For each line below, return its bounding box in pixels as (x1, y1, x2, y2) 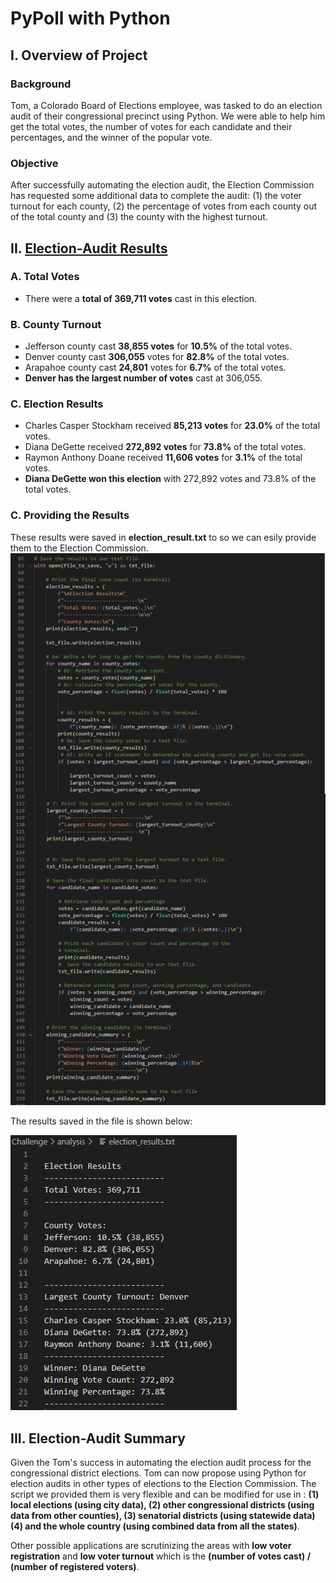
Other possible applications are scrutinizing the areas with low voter (10, 1540, 292, 1552)
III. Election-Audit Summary (10, 1430, 187, 1447)
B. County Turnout (10, 317, 102, 331)
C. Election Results (10, 397, 104, 411)
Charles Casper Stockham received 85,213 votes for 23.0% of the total (24, 420, 321, 432)
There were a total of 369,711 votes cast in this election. (24, 292, 258, 304)
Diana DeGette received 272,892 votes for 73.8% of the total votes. (24, 441, 307, 453)
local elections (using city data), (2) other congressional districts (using (10, 1499, 315, 1511)
